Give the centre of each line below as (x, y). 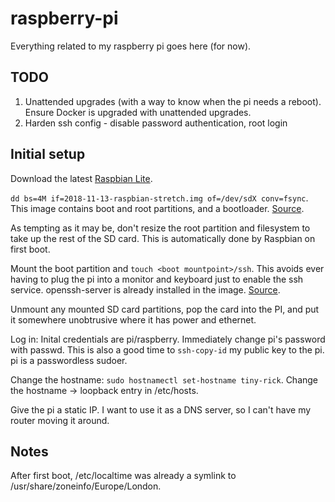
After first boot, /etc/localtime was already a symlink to (123, 476)
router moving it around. (60, 420)
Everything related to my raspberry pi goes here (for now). (131, 46)
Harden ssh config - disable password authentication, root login (156, 123)
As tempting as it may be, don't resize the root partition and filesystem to (160, 228)
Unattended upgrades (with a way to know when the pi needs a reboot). (173, 101)
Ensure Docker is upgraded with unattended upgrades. (138, 112)
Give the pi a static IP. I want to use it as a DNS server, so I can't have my (161, 409)
